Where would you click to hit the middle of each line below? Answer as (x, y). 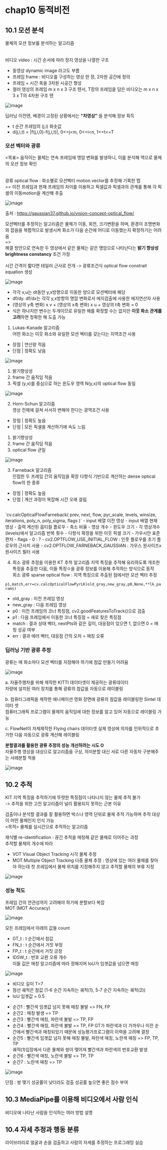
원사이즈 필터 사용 (22, 552)
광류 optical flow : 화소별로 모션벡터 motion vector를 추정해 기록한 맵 (73, 181)
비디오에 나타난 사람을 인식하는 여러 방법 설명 (49, 1112)
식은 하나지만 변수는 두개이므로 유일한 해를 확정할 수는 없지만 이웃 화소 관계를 (87, 311)
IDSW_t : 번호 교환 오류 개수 (40, 957)
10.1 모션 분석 (24, 30)
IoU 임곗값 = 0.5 (28, 996)
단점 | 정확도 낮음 (29, 351)
